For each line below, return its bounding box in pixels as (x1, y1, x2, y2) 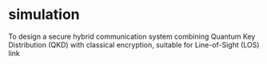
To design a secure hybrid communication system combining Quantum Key (8, 32, 256, 41)
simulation (8, 6, 80, 24)
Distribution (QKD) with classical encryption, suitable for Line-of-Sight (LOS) (8, 40, 260, 49)
